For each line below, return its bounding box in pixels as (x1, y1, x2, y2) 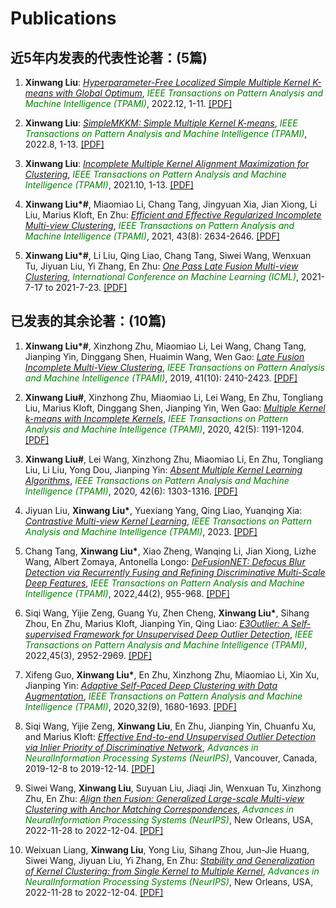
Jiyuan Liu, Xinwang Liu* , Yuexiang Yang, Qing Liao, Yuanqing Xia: (24, 504, 303, 516)
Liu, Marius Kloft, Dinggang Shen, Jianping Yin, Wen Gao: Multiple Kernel (24, 402, 326, 414)
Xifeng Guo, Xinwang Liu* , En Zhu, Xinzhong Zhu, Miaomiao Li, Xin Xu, (24, 668, 320, 681)
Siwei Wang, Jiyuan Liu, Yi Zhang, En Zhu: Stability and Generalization (24, 854, 315, 866)
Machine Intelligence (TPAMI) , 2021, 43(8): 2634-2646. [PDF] (24, 230, 280, 242)
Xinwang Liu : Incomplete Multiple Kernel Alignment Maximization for (24, 158, 310, 169)
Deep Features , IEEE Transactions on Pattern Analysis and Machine (24, 577, 305, 589)
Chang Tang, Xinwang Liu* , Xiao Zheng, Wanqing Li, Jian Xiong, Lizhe (24, 545, 317, 557)
